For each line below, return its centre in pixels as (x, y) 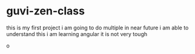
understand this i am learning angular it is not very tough (77, 34)
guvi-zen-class (45, 11)
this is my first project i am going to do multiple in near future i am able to (97, 28)
